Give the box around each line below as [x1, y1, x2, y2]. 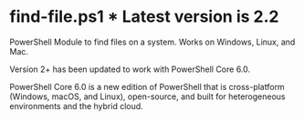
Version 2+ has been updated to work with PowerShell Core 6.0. [9, 64, 251, 75]
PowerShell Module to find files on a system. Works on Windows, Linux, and [9, 36, 296, 47]
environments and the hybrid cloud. [9, 100, 143, 111]
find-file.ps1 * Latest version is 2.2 [9, 6, 279, 27]
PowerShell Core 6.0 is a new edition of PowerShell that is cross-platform [9, 81, 285, 92]
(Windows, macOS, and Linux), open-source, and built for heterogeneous [9, 91, 286, 102]
